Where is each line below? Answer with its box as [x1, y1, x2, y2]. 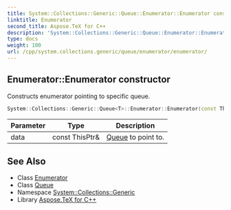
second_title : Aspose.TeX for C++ [7, 23, 107, 30]
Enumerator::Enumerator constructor [7, 73, 170, 86]
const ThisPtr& [52, 132, 100, 141]
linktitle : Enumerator [7, 16, 72, 23]
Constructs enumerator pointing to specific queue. [7, 92, 151, 100]
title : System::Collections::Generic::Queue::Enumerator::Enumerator [7, 10, 211, 17]
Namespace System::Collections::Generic [16, 188, 135, 196]
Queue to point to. [106, 132, 165, 141]
